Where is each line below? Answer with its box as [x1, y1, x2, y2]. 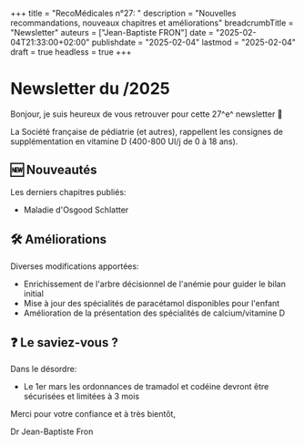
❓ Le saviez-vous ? [10, 335, 119, 350]
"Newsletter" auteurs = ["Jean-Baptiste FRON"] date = [10, 27, 215, 37]
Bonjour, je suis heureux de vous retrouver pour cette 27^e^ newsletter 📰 [10, 109, 283, 119]
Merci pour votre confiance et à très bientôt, [10, 409, 177, 420]
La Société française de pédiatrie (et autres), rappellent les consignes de [10, 126, 283, 137]
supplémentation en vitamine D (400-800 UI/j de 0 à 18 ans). [10, 136, 238, 147]
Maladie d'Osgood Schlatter [23, 204, 129, 215]
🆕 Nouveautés [10, 162, 97, 178]
